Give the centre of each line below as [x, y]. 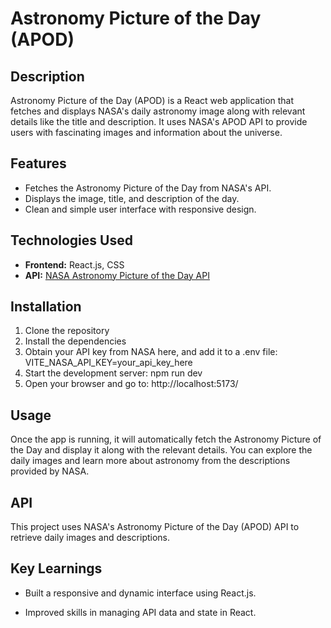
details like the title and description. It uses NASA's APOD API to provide [159, 121]
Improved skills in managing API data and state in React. [140, 612]
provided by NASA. [50, 471]
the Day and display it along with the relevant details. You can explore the [161, 450]
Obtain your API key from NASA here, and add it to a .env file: [151, 352]
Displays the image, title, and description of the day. [132, 198]
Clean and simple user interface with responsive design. [140, 209]
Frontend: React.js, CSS [74, 264]
